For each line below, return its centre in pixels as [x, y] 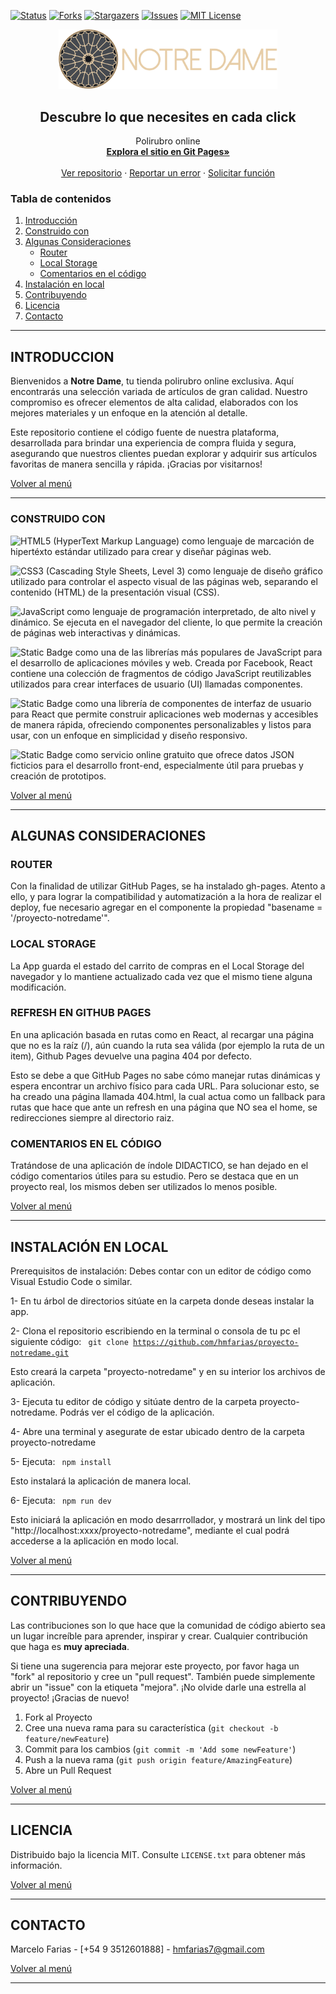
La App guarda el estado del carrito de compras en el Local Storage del [157, 966]
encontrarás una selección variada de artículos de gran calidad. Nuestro [159, 392]
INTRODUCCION [62, 356]
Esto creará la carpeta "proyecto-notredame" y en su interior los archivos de [168, 1371]
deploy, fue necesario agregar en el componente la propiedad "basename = [166, 907]
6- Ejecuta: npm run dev [61, 1500]
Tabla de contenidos [61, 199]
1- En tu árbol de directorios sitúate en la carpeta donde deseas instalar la [162, 1301]
